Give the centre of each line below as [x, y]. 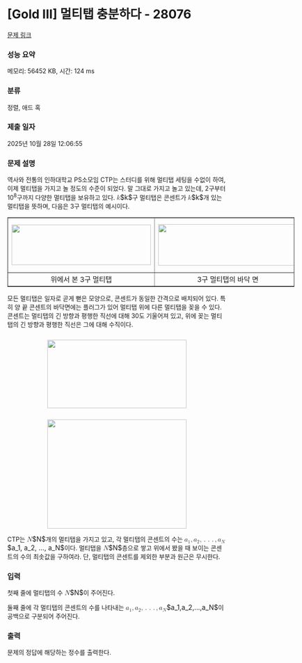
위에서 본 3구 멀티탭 [81, 279]
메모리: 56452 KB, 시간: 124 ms [51, 71]
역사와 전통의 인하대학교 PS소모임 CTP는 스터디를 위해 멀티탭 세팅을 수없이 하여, [117, 180]
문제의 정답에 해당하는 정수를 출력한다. [59, 653]
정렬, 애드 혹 [24, 107]
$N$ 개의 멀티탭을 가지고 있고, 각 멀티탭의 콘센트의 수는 [108, 539]
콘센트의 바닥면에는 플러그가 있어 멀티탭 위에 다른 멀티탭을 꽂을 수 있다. [126, 307]
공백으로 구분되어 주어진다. [43, 616]
